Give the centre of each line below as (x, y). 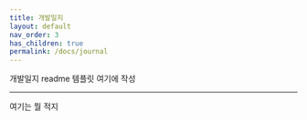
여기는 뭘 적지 (34, 106)
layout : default (40, 26)
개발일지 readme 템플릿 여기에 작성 (73, 79)
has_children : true (47, 43)
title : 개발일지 (37, 18)
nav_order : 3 (34, 35)
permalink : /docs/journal (58, 52)
